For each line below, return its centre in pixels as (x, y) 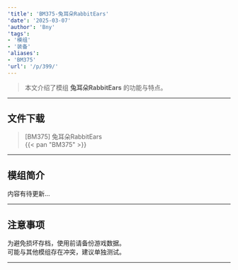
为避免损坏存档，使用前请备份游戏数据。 (66, 243)
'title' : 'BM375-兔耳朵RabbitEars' (58, 14)
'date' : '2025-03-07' (39, 20)
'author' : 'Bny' (31, 27)
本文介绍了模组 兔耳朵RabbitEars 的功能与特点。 (96, 87)
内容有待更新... (29, 194)
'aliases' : (23, 54)
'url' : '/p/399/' (33, 66)
